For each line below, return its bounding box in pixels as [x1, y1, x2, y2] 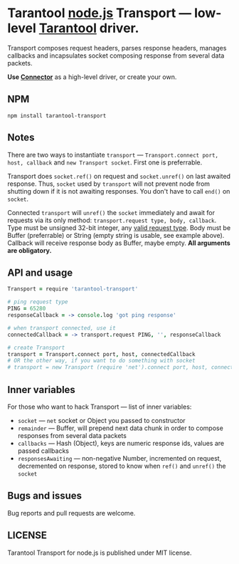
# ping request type [7, 298, 69, 305]
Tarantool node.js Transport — [7, 5, 192, 21]
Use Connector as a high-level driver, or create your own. [7, 73, 177, 81]
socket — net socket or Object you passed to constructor [17, 416, 186, 424]
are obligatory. [7, 246, 52, 254]
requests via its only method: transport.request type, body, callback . [7, 216, 217, 224]
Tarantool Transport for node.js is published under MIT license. [7, 548, 192, 557]
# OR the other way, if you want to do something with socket [7, 357, 196, 365]
